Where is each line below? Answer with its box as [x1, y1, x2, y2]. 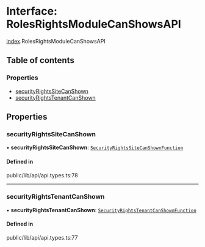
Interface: [6, 4, 58, 18]
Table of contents [6, 55, 74, 65]
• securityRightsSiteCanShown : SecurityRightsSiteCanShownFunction [6, 144, 184, 151]
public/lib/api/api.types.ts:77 [6, 234, 78, 241]
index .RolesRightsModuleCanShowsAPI [6, 37, 106, 45]
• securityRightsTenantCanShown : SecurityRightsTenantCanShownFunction [6, 206, 196, 213]
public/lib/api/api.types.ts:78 [6, 171, 78, 179]
